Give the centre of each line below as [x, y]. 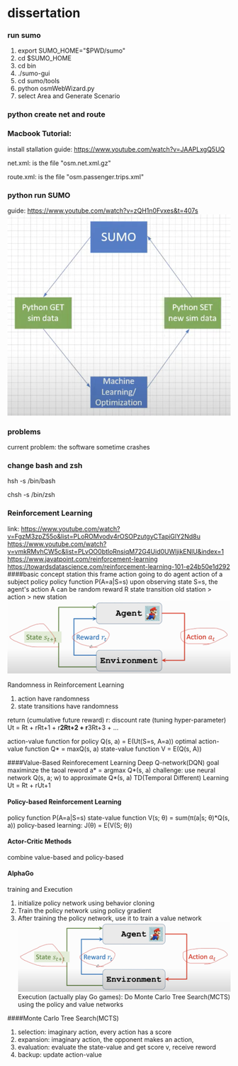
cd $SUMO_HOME [45, 58]
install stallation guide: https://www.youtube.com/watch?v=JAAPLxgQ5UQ [116, 149]
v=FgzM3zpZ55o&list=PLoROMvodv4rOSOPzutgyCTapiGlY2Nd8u [104, 536]
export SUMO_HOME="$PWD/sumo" [72, 50]
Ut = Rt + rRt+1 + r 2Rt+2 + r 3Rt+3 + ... [63, 727]
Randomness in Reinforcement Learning [66, 685]
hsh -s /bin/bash [32, 481]
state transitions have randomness [68, 706]
